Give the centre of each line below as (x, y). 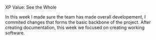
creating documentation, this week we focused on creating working (75, 27)
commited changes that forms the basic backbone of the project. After (78, 22)
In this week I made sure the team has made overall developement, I (75, 17)
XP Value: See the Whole (31, 7)
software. (15, 33)
